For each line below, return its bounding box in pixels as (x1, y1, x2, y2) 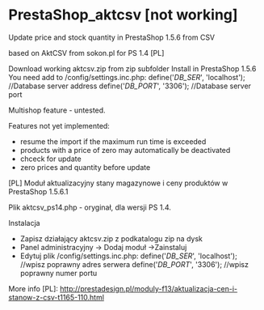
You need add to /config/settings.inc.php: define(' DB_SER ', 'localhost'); (8, 72, 245, 82)
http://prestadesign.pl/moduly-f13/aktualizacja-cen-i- (60, 283, 238, 293)
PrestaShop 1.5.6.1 (8, 186, 69, 196)
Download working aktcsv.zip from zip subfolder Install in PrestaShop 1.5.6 (8, 63, 257, 74)
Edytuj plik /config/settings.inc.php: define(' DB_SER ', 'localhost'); (19, 251, 238, 261)
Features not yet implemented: (8, 121, 111, 130)
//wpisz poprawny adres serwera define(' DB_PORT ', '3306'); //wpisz (19, 259, 249, 269)
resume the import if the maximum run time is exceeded (19, 136, 207, 147)
